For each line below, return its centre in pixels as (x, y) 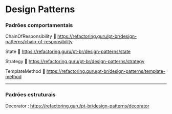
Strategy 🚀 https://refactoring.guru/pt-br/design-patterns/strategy (75, 62)
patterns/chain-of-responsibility (39, 42)
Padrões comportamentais (39, 25)
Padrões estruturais (30, 95)
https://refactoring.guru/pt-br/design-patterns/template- (106, 71)
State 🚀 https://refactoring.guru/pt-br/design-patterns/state (68, 51)
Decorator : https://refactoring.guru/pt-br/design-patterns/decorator (77, 106)
